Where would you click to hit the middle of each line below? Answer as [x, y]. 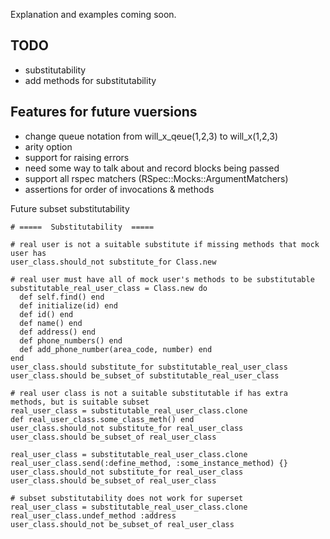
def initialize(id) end [68, 305]
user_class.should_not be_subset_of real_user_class [122, 524]
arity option [48, 146]
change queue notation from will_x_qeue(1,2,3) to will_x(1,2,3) [151, 136]
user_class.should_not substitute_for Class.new [113, 262]
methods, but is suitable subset [80, 402]
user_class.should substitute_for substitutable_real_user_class [149, 367]
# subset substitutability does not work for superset [127, 498]
